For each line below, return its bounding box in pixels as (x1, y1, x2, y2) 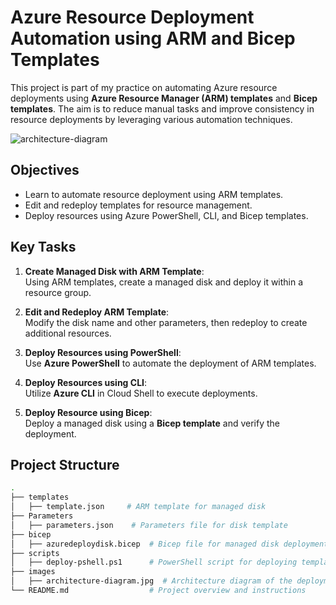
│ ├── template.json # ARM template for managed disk (10, 502, 267, 512)
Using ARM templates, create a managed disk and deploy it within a (24, 276, 304, 288)
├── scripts (10, 548, 60, 558)
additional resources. (24, 327, 112, 339)
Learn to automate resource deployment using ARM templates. (24, 188, 284, 200)
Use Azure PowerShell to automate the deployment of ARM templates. (24, 357, 317, 369)
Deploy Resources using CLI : (24, 376, 148, 388)
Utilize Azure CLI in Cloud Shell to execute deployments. (24, 387, 258, 399)
